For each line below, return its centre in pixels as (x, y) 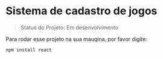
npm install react (29, 50)
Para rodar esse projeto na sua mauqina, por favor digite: (76, 39)
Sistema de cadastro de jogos (81, 11)
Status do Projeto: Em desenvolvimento (69, 27)
